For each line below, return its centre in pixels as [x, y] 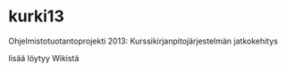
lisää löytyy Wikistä [44, 58]
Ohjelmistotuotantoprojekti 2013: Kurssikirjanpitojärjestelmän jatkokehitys [143, 41]
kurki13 [36, 16]
